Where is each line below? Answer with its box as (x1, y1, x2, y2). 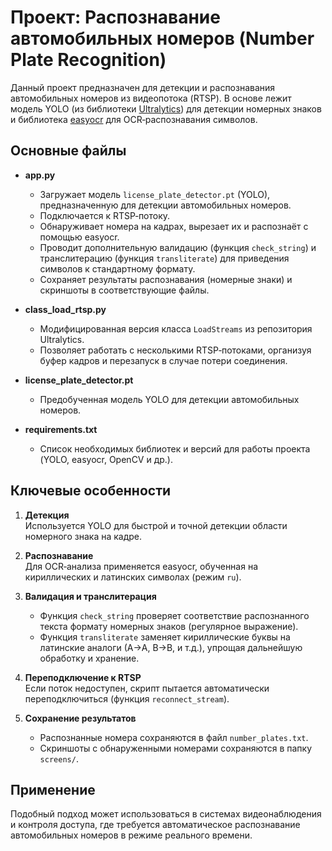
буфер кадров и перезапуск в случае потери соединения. (39, 354, 288, 366)
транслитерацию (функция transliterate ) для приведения (39, 252, 290, 264)
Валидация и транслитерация (24, 590, 157, 602)
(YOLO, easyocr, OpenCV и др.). (39, 453, 173, 465)
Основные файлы (10, 142, 127, 160)
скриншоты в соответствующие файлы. (39, 284, 210, 296)
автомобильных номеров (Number (10, 27, 315, 50)
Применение (10, 781, 96, 798)
